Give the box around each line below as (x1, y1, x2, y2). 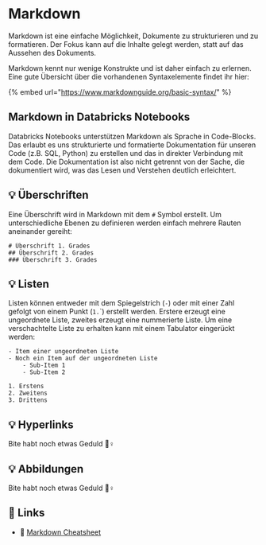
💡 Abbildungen (8, 462, 84, 476)
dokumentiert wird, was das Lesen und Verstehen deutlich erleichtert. (8, 165, 237, 175)
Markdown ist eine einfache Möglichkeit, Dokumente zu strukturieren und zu (8, 31, 259, 41)
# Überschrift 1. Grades (8, 242, 91, 250)
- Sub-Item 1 (22, 361, 66, 370)
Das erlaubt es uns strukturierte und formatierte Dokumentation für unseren (8, 140, 256, 150)
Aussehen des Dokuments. (8, 48, 97, 57)
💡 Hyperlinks (8, 418, 74, 431)
